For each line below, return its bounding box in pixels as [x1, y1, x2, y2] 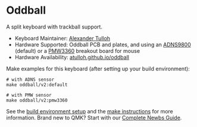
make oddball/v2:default [6, 81, 68, 88]
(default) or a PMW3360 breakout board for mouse [14, 47, 140, 54]
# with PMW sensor [6, 92, 52, 98]
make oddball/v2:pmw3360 [6, 97, 68, 103]
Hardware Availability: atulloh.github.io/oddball [14, 53, 130, 61]
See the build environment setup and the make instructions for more [6, 107, 174, 115]
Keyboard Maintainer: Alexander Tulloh [14, 34, 111, 42]
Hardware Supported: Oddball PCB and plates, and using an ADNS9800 [14, 41, 192, 48]
